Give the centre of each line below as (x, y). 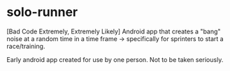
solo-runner (42, 12)
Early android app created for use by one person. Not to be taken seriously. (115, 59)
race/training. (26, 46)
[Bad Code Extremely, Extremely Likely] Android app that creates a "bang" (114, 31)
